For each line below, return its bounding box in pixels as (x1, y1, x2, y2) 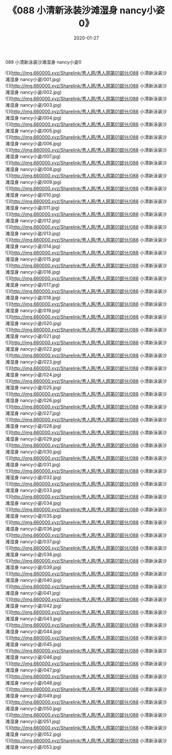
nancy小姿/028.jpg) (20, 423, 62, 429)
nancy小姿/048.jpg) (20, 679, 62, 686)
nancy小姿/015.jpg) (20, 256, 61, 262)
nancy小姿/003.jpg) (20, 102, 62, 108)
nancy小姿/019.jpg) (20, 307, 61, 313)
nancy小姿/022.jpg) (20, 346, 62, 352)
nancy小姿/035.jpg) (20, 513, 62, 519)
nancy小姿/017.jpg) (20, 281, 60, 288)
